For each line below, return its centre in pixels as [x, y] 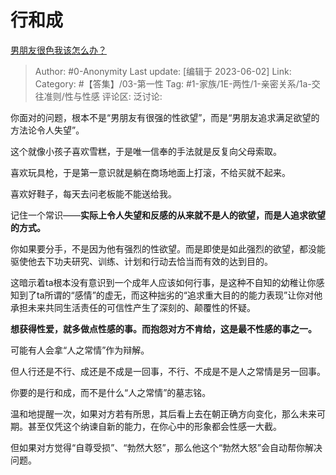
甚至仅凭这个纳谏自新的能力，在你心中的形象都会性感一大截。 [154, 426]
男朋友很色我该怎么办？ [58, 50]
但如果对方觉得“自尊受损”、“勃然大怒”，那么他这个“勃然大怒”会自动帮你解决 [166, 447]
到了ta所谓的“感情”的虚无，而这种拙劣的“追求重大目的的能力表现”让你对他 [170, 295]
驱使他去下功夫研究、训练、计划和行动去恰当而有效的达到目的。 [141, 261]
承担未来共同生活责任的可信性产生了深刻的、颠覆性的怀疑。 [133, 307]
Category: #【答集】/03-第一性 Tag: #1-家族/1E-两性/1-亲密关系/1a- [173, 83]
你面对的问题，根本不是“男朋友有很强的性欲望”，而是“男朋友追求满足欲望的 [165, 117]
